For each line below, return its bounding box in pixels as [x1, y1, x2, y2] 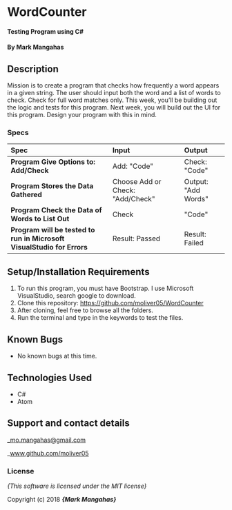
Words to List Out [10, 214, 70, 224]
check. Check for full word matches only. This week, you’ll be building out [7, 96, 217, 104]
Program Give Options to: [10, 157, 95, 167]
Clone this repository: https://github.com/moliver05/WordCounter [17, 299, 204, 307]
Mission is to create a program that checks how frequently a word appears [7, 81, 220, 90]
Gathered [10, 190, 43, 200]
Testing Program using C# [7, 27, 84, 35]
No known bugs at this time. [17, 352, 97, 360]
